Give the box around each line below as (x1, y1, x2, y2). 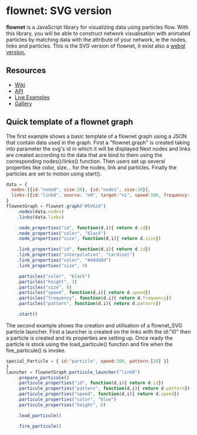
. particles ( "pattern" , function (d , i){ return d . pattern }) (16, 301, 161, 307)
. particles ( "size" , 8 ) (16, 284, 72, 290)
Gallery (14, 100, 32, 107)
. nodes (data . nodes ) (16, 209, 64, 215)
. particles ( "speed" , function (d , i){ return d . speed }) (16, 290, 151, 296)
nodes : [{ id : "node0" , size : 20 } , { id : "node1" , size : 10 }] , (11, 187, 151, 193)
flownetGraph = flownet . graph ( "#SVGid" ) (6, 203, 107, 209)
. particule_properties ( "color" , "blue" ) (16, 397, 117, 403)
